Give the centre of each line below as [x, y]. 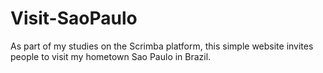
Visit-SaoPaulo [74, 18]
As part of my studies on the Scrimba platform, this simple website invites [162, 46]
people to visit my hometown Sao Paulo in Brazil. [111, 56]
